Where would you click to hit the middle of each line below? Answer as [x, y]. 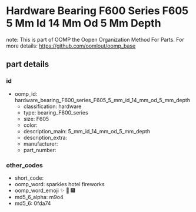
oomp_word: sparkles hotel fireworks [59, 184]
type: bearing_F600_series [56, 112]
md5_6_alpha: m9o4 [39, 197]
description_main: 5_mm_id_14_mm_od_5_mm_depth [87, 131]
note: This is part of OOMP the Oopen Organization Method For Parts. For [95, 39]
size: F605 [36, 119]
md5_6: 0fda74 [33, 203]
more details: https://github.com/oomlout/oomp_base [71, 46]
